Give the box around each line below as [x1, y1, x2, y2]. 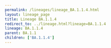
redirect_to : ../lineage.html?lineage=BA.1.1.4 [5, 21, 106, 26]
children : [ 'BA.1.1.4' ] [5, 35, 55, 40]
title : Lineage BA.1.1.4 [5, 16, 57, 21]
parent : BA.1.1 [5, 30, 37, 35]
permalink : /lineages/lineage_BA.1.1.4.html [5, 7, 99, 12]
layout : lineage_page [5, 12, 50, 17]
